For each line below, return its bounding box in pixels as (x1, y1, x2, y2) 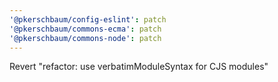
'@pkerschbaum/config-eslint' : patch (9, 14, 167, 25)
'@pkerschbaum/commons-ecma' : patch (9, 24, 162, 34)
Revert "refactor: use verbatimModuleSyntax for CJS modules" (9, 61, 269, 73)
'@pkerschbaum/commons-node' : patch (9, 33, 162, 43)
